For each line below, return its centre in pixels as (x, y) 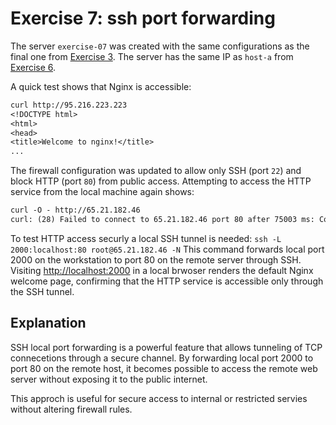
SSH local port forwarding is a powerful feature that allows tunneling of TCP (166, 347)
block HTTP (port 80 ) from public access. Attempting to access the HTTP (161, 181)
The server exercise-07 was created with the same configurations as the (160, 46)
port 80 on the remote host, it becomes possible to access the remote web (164, 368)
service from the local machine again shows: (102, 192)
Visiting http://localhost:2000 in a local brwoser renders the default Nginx (162, 270)
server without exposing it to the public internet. (109, 379)
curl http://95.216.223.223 (69, 105)
